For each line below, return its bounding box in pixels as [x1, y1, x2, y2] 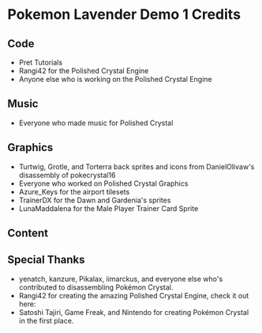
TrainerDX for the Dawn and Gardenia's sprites [18, 195, 171, 205]
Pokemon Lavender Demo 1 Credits [7, 6, 241, 24]
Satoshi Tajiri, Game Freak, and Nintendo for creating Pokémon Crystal [18, 307, 249, 316]
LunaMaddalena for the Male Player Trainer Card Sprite [18, 203, 199, 213]
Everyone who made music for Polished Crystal [18, 118, 174, 128]
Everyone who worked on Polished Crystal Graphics [18, 179, 189, 188]
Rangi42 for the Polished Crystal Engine [18, 66, 149, 76]
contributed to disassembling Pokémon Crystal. [18, 282, 174, 292]
